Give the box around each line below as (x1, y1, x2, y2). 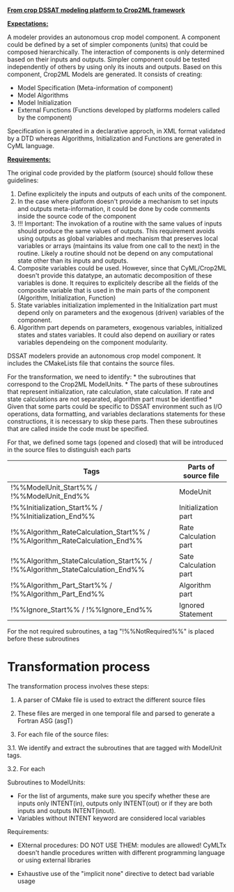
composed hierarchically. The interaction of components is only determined (7, 48, 225, 56)
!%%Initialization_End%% (10, 511, 95, 521)
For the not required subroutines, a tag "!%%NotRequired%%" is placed (7, 627, 214, 635)
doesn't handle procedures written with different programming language (17, 848, 225, 856)
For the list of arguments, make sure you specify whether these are (17, 791, 210, 800)
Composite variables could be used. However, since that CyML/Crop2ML (17, 264, 227, 272)
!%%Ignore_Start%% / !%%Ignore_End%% (10, 605, 153, 614)
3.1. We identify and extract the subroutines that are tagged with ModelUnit (7, 743, 222, 752)
